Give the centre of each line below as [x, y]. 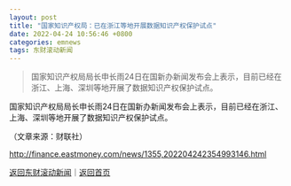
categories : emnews [45, 42]
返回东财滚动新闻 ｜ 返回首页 [60, 173]
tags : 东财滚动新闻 [41, 50]
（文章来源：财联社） [48, 136]
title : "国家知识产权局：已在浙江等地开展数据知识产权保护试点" [113, 26]
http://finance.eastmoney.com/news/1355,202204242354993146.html [138, 154]
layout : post [33, 17]
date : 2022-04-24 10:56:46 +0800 [71, 34]
